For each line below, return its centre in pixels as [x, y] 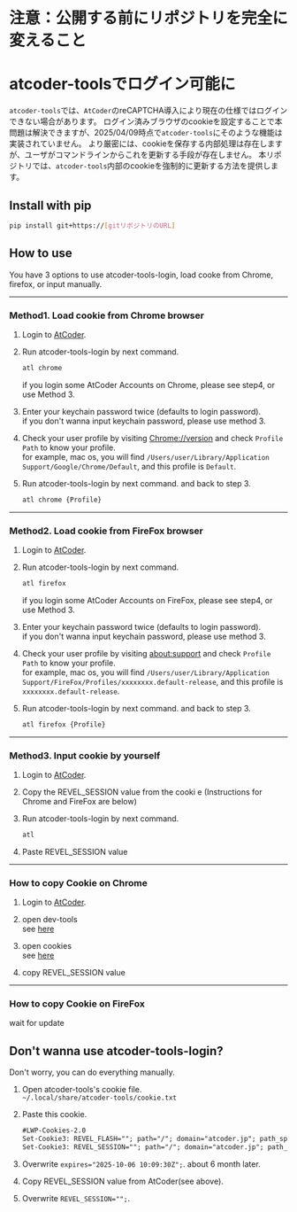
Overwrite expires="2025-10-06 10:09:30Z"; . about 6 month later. [141, 1164]
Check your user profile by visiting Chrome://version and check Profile [152, 438]
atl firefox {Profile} [64, 724]
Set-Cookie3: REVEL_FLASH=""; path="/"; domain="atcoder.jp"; [139, 1139]
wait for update [37, 1023]
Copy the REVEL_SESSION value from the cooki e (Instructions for [142, 792]
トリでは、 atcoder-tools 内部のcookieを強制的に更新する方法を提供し [144, 166]
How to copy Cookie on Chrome [79, 882]
